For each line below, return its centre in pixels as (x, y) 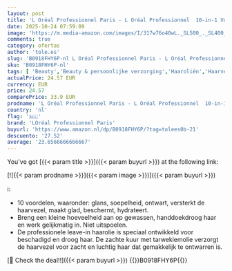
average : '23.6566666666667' (49, 142)
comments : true (29, 39)
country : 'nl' (28, 110)
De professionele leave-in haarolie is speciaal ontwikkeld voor (105, 232)
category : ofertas (33, 46)
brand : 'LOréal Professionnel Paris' (61, 123)
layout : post (26, 13)
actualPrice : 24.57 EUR (41, 78)
